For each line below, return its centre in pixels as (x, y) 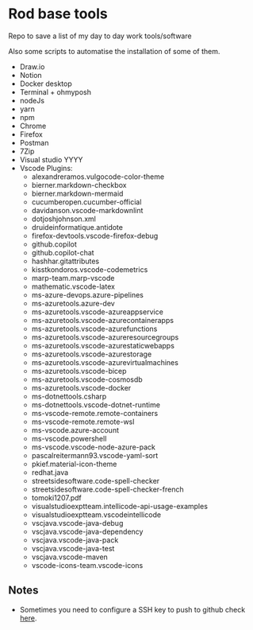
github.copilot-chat (63, 252)
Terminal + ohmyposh (55, 91)
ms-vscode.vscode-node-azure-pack (94, 447)
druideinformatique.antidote (77, 227)
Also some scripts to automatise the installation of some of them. (114, 51)
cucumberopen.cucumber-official (86, 202)
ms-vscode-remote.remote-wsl (83, 422)
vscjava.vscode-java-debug (77, 523)
